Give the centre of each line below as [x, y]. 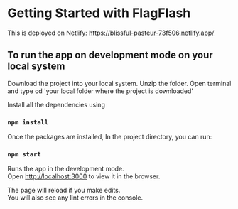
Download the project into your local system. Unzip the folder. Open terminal [119, 83]
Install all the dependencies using [56, 104]
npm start [24, 154]
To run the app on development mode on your [110, 55]
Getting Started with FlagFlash [99, 13]
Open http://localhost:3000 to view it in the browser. [84, 176]
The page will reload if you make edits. [64, 191]
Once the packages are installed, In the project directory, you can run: [110, 137]
